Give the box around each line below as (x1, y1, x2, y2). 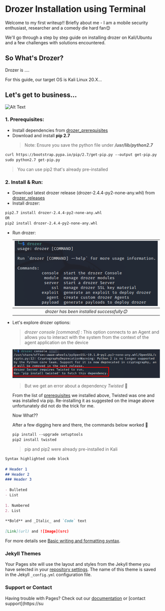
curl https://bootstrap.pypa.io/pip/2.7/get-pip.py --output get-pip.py (5, 152, 157, 157)
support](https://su (5, 600, 44, 606)
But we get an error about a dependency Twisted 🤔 (24, 383, 128, 389)
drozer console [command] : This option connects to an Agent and (24, 329, 160, 335)
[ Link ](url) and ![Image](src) (5, 529, 69, 534)
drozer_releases (12, 195, 45, 201)
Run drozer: (12, 230, 36, 236)
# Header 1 (5, 466, 27, 472)
